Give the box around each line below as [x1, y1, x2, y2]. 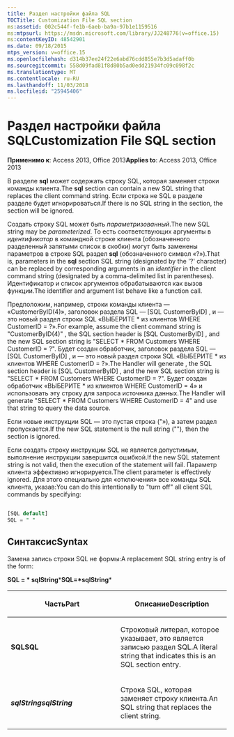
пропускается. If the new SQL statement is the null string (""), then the [7, 425, 210, 433]
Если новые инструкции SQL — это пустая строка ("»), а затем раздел [7, 418, 217, 426]
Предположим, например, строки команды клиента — [7, 301, 171, 309]
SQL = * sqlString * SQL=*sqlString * [7, 575, 112, 584]
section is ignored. [7, 432, 61, 441]
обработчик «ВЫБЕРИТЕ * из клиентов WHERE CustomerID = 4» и [7, 381, 203, 390]
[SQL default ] [7, 510, 49, 517]
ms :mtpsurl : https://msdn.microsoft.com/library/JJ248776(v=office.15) [7, 29, 219, 37]
